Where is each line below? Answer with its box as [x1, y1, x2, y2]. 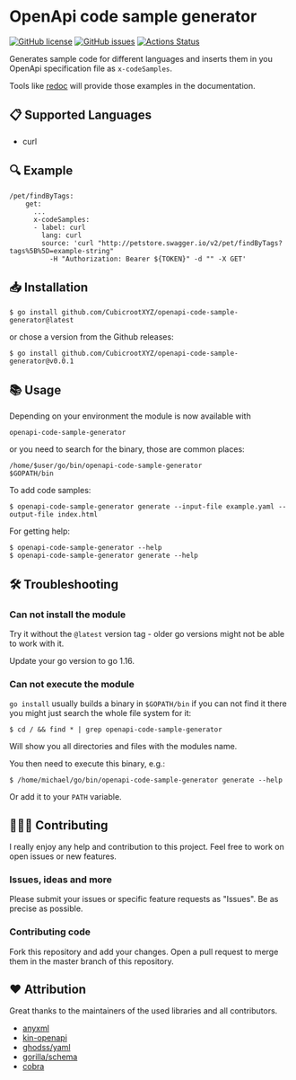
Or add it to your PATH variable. [9, 792, 123, 802]
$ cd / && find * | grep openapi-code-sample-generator [9, 725, 222, 734]
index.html [57, 510, 99, 519]
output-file [9, 510, 54, 519]
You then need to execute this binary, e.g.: [9, 758, 166, 769]
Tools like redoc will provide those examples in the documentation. [9, 80, 256, 91]
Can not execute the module [9, 677, 135, 690]
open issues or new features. [9, 851, 117, 862]
